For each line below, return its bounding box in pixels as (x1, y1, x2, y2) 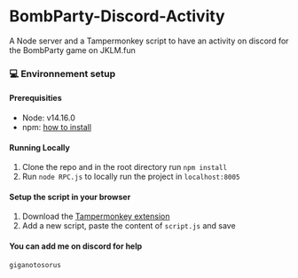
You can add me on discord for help (9, 241, 143, 251)
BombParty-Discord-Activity (9, 6, 225, 27)
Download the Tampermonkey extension (21, 211, 170, 222)
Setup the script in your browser (9, 191, 131, 202)
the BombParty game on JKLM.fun (9, 44, 136, 55)
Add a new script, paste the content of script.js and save (21, 220, 237, 231)
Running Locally (9, 142, 71, 152)
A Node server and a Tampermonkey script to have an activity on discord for (9, 35, 289, 46)
